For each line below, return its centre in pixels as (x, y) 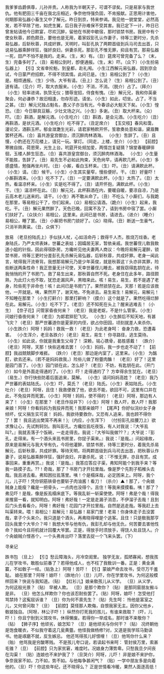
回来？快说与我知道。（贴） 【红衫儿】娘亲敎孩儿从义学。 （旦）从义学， (82, 581)
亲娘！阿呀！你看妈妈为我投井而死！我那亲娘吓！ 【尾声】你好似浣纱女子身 (81, 408)
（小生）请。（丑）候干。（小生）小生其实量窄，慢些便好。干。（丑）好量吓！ (81, 172)
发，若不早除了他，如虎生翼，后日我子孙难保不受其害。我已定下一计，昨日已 (82, 25)
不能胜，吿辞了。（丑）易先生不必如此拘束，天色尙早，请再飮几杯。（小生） (80, 160)
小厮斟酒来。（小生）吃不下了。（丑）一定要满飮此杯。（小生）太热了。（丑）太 (82, 178)
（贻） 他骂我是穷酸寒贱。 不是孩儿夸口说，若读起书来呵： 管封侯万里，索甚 (82, 642)
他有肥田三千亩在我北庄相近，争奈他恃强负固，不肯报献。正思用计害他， (86, 13)
